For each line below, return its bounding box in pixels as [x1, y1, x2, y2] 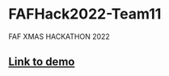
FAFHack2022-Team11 [8, 5, 162, 23]
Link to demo [8, 55, 75, 69]
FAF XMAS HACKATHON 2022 [8, 32, 111, 41]
